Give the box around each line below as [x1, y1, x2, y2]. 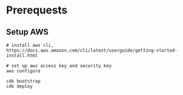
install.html [6, 53, 38, 59]
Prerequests [6, 4, 68, 17]
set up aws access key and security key [11, 63, 112, 69]
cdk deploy [6, 83, 33, 89]
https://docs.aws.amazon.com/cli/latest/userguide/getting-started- [6, 48, 178, 53]
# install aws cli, [6, 42, 54, 48]
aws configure [6, 68, 41, 74]
